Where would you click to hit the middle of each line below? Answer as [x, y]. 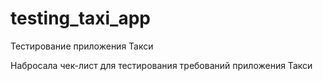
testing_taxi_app [80, 18]
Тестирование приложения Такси [82, 46]
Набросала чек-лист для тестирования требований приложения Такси [161, 65]
